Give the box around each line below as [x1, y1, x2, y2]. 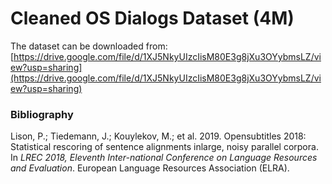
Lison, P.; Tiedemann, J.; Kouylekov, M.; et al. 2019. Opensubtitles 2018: [10, 130, 307, 142]
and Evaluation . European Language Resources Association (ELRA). [10, 162, 290, 174]
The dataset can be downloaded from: [10, 40, 168, 52]
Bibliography [10, 107, 74, 121]
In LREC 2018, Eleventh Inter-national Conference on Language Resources [10, 152, 318, 164]
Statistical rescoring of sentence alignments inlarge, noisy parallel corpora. [10, 141, 319, 153]
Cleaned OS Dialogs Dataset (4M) [10, 7, 295, 30]
